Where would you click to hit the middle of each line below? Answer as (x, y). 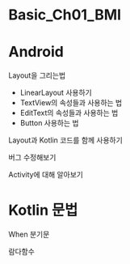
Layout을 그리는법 (37, 75)
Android (36, 52)
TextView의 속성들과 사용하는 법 (71, 103)
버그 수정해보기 (32, 158)
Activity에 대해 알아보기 (46, 175)
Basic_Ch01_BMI (65, 15)
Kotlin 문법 (43, 210)
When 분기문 (29, 234)
